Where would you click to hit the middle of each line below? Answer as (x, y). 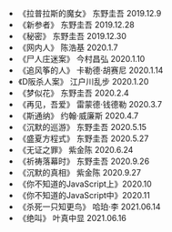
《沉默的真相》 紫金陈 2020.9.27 (79, 172)
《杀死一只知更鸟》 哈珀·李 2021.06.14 (89, 207)
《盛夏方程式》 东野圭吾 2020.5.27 (83, 138)
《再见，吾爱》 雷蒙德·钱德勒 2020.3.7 (90, 104)
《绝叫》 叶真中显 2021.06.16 (72, 218)
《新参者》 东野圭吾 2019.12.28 (76, 25)
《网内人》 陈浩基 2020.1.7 (68, 47)
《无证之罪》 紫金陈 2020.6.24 (76, 150)
